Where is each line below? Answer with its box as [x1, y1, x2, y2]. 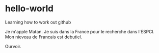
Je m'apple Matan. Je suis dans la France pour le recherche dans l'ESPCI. [5, 28, 155, 34]
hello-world [5, 3, 54, 14]
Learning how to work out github [5, 19, 71, 25]
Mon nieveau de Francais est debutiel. [5, 34, 82, 40]
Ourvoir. [5, 43, 22, 49]
